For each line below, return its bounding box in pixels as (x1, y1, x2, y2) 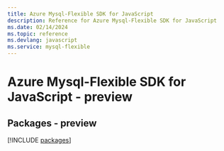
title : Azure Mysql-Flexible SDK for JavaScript (7, 10, 154, 18)
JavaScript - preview (7, 89, 133, 105)
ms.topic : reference (7, 30, 69, 38)
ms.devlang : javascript (7, 37, 78, 44)
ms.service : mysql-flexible (7, 43, 91, 50)
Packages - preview (7, 117, 97, 129)
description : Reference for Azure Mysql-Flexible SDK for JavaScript (7, 17, 218, 24)
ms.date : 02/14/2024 (7, 23, 69, 30)
